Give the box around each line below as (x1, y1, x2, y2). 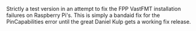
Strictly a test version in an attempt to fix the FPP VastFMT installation (6, 5, 181, 12)
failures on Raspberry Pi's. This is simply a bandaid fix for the (6, 12, 160, 19)
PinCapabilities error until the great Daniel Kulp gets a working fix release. (6, 18, 191, 25)
